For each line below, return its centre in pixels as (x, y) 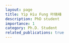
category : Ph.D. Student (31, 28)
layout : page (19, 10)
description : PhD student (32, 19)
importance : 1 (20, 23)
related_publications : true (35, 33)
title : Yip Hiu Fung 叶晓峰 (33, 14)
